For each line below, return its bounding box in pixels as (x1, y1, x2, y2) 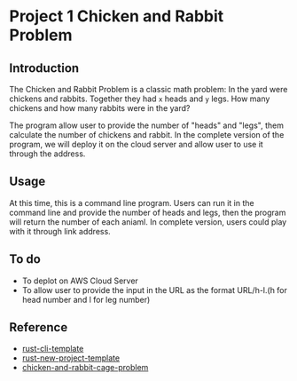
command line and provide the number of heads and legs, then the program (9, 207, 286, 218)
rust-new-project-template (21, 353, 121, 363)
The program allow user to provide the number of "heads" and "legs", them (9, 120, 284, 131)
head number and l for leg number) (21, 294, 151, 305)
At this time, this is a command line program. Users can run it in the (9, 197, 254, 208)
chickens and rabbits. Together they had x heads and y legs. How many (9, 93, 270, 104)
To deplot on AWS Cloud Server (21, 275, 139, 286)
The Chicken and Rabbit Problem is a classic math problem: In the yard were (9, 84, 288, 94)
